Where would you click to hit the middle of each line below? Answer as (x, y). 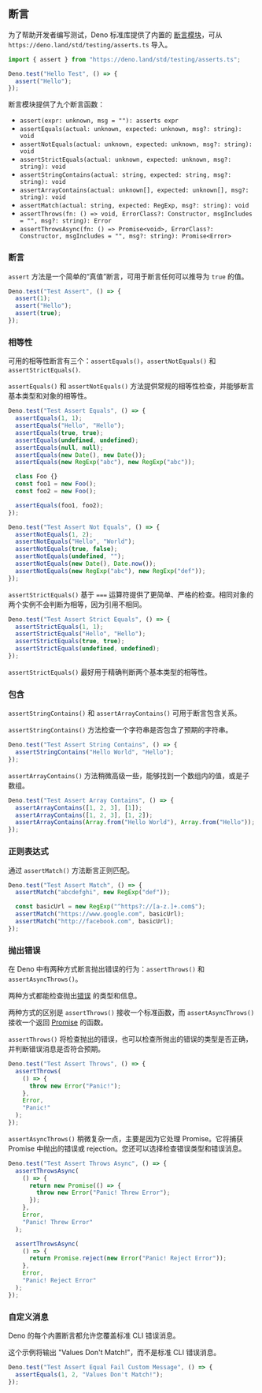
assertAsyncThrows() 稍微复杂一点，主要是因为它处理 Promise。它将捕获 (126, 1138)
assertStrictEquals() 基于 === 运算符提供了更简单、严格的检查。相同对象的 (131, 594)
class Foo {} (37, 477)
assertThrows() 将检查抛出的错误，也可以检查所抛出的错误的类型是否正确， (131, 1039)
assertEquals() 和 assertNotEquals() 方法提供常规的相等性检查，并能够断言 (131, 386)
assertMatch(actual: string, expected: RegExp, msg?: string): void (134, 206)
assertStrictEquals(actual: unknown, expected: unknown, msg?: (125, 160)
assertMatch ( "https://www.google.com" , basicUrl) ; (100, 914)
